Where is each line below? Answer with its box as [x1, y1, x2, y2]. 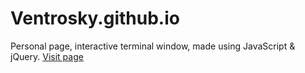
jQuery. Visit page [10, 50, 84, 62]
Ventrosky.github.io [10, 7, 180, 30]
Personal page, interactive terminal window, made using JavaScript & [10, 40, 296, 52]
